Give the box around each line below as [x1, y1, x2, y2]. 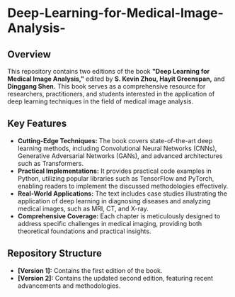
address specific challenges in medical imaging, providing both [17, 219, 202, 228]
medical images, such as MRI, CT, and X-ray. [17, 204, 149, 213]
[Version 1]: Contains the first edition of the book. [17, 266, 163, 274]
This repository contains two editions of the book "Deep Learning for [7, 67, 210, 75]
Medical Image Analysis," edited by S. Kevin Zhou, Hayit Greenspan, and [7, 74, 225, 83]
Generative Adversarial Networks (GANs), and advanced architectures [17, 151, 223, 160]
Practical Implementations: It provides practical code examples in [17, 167, 212, 175]
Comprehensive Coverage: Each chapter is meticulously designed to [17, 211, 221, 220]
